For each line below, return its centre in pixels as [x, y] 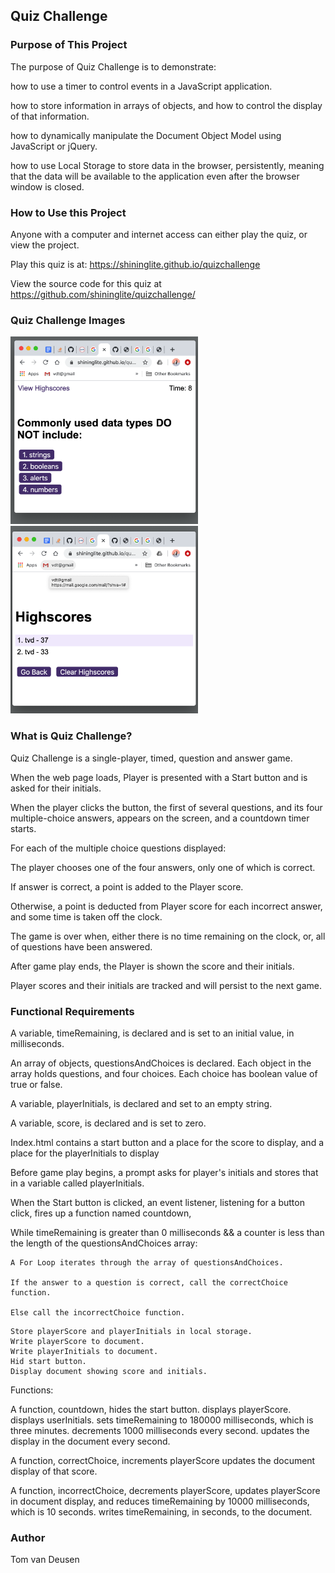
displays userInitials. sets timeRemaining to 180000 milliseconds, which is [162, 1420]
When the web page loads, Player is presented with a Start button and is [159, 777]
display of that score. [54, 1471]
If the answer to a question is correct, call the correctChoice [149, 1282]
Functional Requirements [72, 1011]
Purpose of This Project [69, 45]
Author [28, 1537]
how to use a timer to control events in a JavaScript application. [141, 86]
